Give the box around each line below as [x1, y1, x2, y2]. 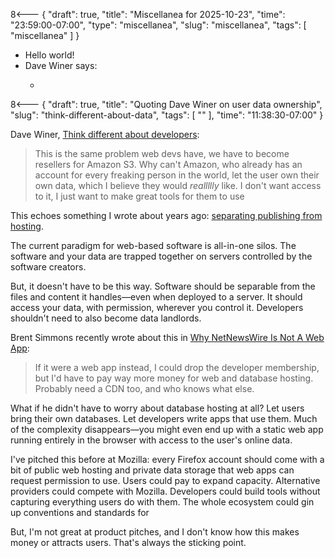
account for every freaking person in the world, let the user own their [34, 169, 320, 181]
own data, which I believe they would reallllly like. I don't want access [34, 180, 322, 191]
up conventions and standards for [10, 507, 150, 518]
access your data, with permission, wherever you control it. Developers [10, 302, 304, 313]
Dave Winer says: [24, 60, 98, 71]
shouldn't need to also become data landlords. [10, 312, 202, 324]
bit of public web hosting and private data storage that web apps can [10, 464, 295, 476]
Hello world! [24, 49, 75, 61]
